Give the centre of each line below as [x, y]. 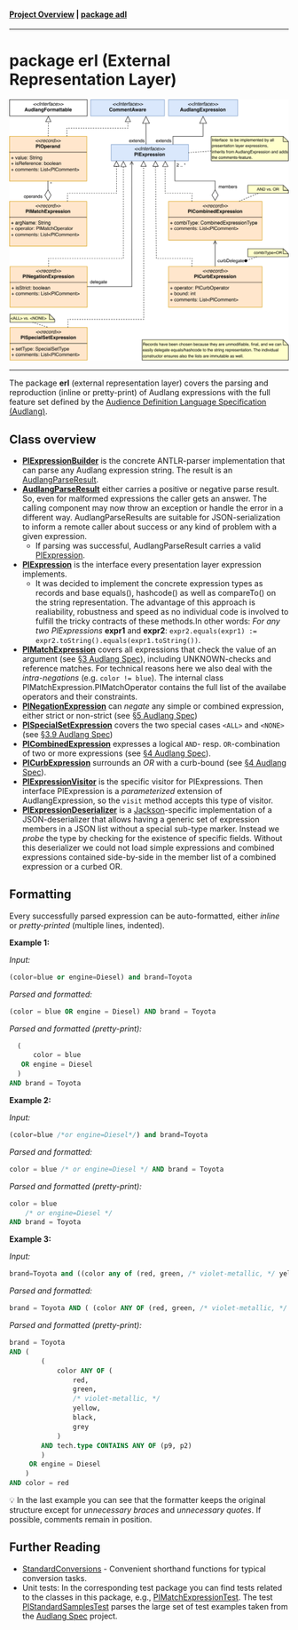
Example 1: [30, 942]
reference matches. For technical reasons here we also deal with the [147, 668]
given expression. [54, 536]
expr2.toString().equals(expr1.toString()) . [118, 640]
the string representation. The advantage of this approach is [145, 602]
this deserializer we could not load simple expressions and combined [148, 847]
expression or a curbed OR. [72, 866]
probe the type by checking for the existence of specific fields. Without [152, 838]
